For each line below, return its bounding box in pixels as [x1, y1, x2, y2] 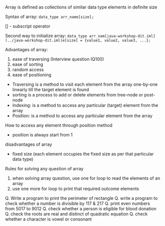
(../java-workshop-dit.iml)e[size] [5, 38, 78, 43]
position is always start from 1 [12, 132, 73, 137]
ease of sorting [12, 62, 43, 67]
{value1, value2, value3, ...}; [84, 38, 151, 43]
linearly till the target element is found [12, 87, 90, 93]
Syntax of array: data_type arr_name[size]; [5, 14, 94, 19]
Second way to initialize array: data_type [5, 33, 87, 38]
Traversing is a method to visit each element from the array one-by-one [12, 81, 158, 87]
